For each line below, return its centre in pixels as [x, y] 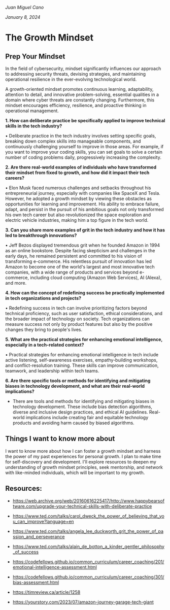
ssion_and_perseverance [39, 536]
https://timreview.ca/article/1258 [46, 592]
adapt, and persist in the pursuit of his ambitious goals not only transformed [84, 209]
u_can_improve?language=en [43, 521]
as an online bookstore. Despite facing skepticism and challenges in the [80, 250]
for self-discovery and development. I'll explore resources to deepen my [81, 462]
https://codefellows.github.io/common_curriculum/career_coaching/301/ [88, 577]
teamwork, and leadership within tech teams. [52, 371]
